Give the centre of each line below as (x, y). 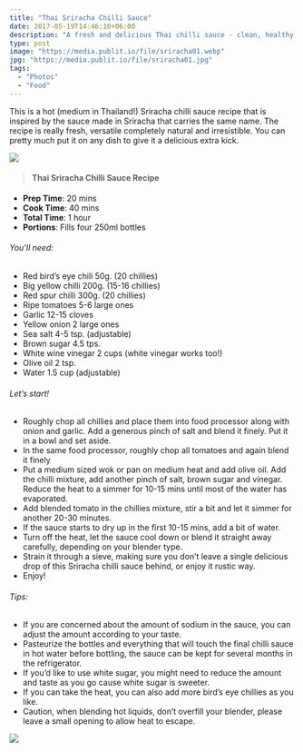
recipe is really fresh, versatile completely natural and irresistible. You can (147, 130)
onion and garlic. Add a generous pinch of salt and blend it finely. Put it (155, 431)
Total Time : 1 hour (57, 217)
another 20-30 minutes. (67, 518)
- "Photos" (38, 77)
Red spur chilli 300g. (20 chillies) (84, 295)
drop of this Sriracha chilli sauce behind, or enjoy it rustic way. (139, 566)
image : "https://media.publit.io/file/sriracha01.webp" (117, 52)
